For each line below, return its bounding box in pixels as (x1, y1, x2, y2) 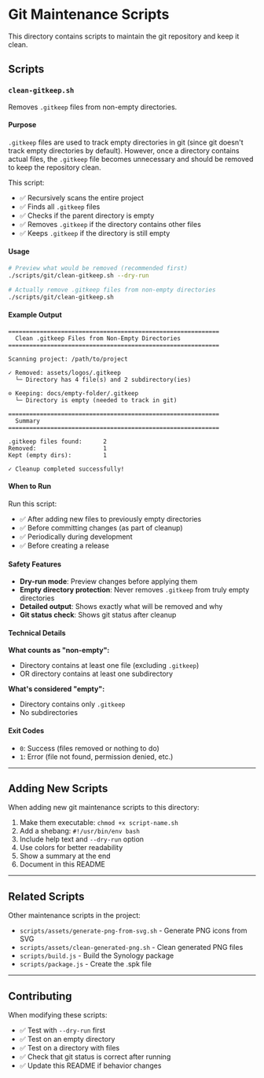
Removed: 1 (8, 444, 108, 453)
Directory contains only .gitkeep (19, 699, 126, 709)
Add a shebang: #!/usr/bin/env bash (19, 827, 140, 836)
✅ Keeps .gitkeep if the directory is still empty (19, 228, 170, 237)
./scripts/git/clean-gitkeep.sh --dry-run (8, 271, 149, 280)
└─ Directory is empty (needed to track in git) (15, 396, 178, 404)
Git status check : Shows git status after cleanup (19, 610, 177, 620)
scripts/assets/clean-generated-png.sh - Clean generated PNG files (19, 943, 244, 952)
